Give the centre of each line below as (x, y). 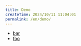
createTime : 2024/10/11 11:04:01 (41, 14)
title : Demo (18, 10)
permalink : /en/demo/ (28, 19)
